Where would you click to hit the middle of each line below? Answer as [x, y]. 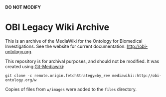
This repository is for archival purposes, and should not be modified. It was [82, 61]
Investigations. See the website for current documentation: [66, 46]
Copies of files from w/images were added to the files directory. [71, 89]
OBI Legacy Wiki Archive [57, 27]
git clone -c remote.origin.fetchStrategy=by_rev [58, 76]
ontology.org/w [21, 80]
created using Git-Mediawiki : [35, 66]
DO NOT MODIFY [23, 7]
